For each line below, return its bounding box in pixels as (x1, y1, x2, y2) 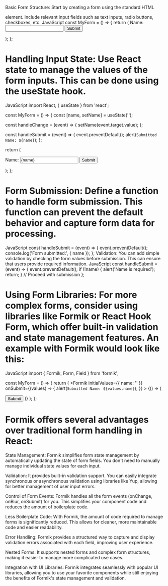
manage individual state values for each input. (5, 462, 101, 468)
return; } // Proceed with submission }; (5, 271, 85, 277)
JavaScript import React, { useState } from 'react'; (5, 102, 109, 108)
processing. (5, 228, 57, 240)
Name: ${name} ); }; (5, 137, 42, 143)
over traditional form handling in (5, 425, 142, 436)
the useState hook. (5, 86, 87, 97)
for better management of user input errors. (5, 483, 96, 489)
